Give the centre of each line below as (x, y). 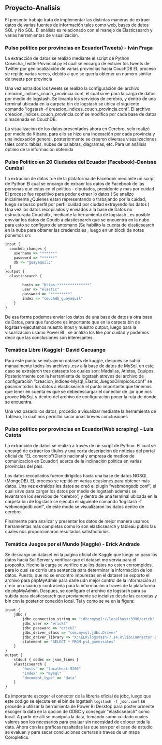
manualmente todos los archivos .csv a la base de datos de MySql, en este (79, 366)
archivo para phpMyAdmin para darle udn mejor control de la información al (81, 580)
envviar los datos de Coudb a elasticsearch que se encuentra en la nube (77, 220)
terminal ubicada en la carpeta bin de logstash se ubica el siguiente (72, 104)
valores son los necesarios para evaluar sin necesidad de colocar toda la (78, 722)
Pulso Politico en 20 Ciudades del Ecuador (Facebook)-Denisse (81, 162)
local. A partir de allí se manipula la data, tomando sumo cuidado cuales (77, 717)
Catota (13, 435)
